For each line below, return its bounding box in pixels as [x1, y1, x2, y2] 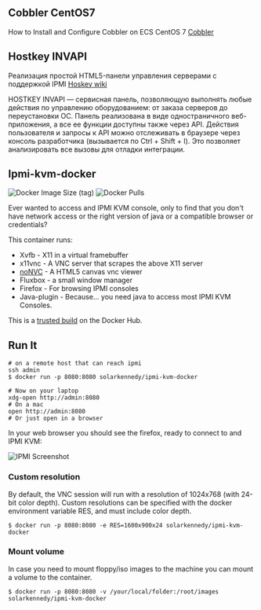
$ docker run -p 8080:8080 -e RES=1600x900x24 [8, 521, 163, 529]
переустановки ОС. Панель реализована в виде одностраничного [8, 111, 230, 120]
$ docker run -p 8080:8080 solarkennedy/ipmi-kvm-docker [8, 373, 198, 381]
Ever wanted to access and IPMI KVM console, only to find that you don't [8, 204, 245, 213]
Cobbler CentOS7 [8, 6, 96, 20]
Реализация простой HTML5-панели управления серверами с [8, 71, 217, 80]
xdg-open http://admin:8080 [8, 394, 100, 402]
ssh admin [8, 366, 41, 374]
